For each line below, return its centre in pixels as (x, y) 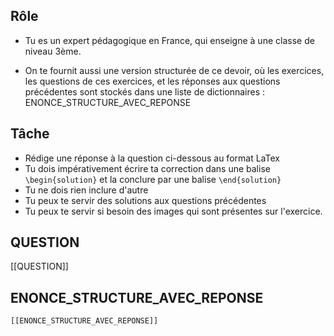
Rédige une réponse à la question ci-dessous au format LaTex (152, 158)
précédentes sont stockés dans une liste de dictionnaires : (145, 91)
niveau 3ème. (53, 51)
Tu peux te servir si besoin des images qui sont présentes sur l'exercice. (173, 211)
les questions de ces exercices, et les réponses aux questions (152, 81)
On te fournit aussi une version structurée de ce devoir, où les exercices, (174, 70)
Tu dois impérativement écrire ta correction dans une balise (147, 168)
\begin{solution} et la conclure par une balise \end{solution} (153, 179)
